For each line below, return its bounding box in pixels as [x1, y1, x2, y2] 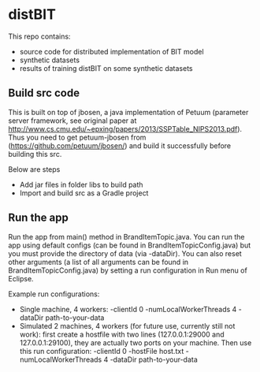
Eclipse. [8, 273, 34, 283]
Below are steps [8, 164, 61, 174]
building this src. [8, 149, 62, 158]
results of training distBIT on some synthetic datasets [19, 63, 193, 73]
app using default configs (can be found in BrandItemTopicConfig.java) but [8, 240, 251, 250]
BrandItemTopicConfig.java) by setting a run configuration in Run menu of [8, 266, 248, 275]
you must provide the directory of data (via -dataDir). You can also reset [8, 248, 242, 258]
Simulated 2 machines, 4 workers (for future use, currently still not [19, 321, 236, 330]
